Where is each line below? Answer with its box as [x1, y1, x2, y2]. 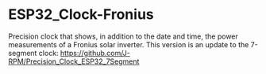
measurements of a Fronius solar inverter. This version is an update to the [8, 39, 249, 49]
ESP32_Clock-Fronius [8, 6, 155, 24]
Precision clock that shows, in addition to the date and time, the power [8, 31, 238, 41]
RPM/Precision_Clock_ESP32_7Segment [8, 57, 140, 66]
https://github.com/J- [60, 48, 131, 57]
